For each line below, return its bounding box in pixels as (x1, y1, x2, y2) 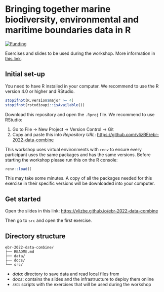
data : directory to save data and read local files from (12, 271, 120, 277)
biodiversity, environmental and (5, 14, 139, 25)
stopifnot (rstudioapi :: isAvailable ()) (5, 102, 85, 107)
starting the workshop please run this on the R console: (5, 157, 118, 163)
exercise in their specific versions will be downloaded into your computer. (5, 180, 155, 186)
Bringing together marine (5, 3, 111, 15)
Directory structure (5, 232, 66, 240)
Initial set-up (5, 70, 45, 79)
